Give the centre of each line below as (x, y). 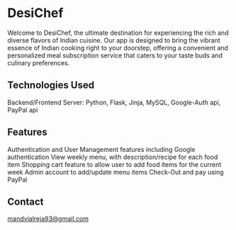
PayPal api (23, 110)
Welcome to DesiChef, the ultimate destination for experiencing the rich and (118, 33)
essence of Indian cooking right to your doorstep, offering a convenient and (118, 48)
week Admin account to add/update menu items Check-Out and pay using (116, 172)
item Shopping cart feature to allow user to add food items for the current (114, 164)
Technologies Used (51, 86)
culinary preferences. (39, 62)
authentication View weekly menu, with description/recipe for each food (113, 157)
